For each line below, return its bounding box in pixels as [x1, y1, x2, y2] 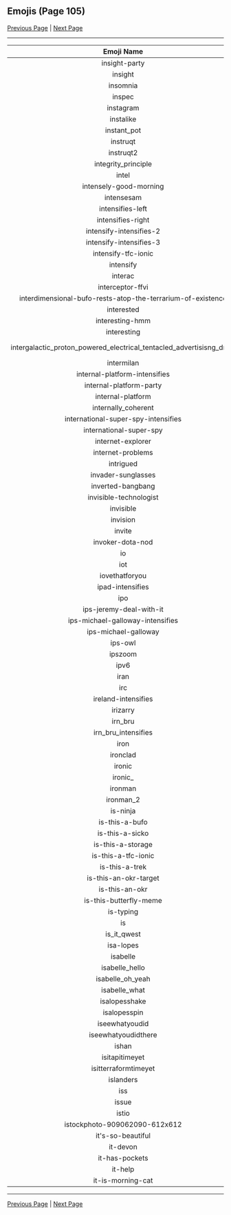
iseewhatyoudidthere [89, 1030, 157, 1039]
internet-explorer [95, 436, 151, 446]
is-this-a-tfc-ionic [91, 850, 155, 860]
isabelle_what [100, 985, 146, 994]
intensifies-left [99, 203, 148, 213]
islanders [108, 1074, 138, 1084]
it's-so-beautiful [96, 1130, 151, 1140]
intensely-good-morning [82, 181, 164, 191]
